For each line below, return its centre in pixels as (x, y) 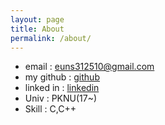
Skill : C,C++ (50, 109)
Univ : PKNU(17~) (61, 98)
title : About (37, 29)
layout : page (37, 19)
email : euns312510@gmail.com (89, 67)
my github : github (62, 77)
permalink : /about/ (51, 38)
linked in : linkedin (62, 88)
